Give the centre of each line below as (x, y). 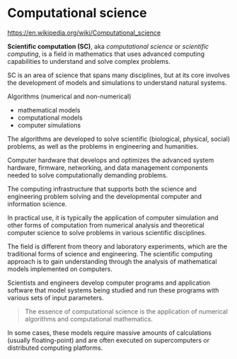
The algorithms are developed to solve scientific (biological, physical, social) (119, 139)
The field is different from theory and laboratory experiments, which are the (117, 246)
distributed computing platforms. (55, 348)
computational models (50, 118)
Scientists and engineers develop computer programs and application (109, 283)
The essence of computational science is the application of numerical (126, 311)
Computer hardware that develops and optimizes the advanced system (111, 160)
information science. (37, 204)
